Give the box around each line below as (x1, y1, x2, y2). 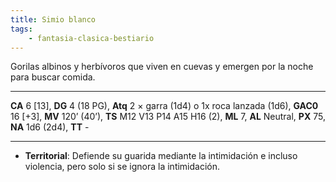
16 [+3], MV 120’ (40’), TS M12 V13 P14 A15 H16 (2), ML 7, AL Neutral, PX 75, (10, 111, 326, 123)
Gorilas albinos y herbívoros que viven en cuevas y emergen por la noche (10, 61, 314, 73)
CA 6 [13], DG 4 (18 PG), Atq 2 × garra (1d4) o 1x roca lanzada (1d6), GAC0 (10, 100, 319, 112)
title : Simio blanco (10, 14, 97, 25)
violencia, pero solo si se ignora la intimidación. (24, 161, 221, 173)
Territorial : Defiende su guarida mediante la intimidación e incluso (24, 150, 298, 162)
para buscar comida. (10, 71, 96, 83)
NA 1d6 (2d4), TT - (10, 121, 90, 133)
